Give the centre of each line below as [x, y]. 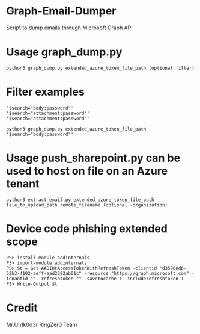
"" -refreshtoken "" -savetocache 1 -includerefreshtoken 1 [107, 279]
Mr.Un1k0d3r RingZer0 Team [42, 324]
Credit [22, 308]
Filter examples [46, 92]
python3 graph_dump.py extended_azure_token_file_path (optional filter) [101, 68]
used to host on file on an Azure [87, 171]
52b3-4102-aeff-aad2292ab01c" [44, 273]
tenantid [17, 279]
